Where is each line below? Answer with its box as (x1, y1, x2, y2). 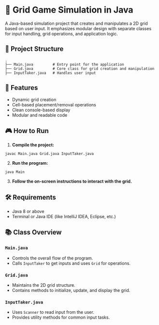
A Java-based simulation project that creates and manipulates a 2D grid (5, 20, 148, 26)
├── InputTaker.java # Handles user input (5, 70, 96, 75)
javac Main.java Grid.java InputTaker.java (5, 152, 94, 156)
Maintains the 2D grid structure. (12, 282, 76, 288)
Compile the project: (12, 142, 55, 148)
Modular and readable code (12, 112, 68, 118)
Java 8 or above (12, 208, 44, 214)
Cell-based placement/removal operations (12, 102, 97, 107)
